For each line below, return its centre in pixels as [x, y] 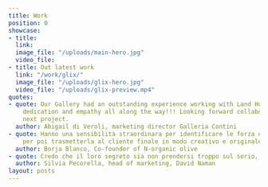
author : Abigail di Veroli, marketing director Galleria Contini [126, 127]
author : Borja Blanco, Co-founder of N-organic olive [106, 149]
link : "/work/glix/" [49, 75]
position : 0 [28, 23]
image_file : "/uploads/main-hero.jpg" [80, 53]
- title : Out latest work [51, 68]
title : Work [28, 16]
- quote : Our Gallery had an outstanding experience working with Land [130, 104]
